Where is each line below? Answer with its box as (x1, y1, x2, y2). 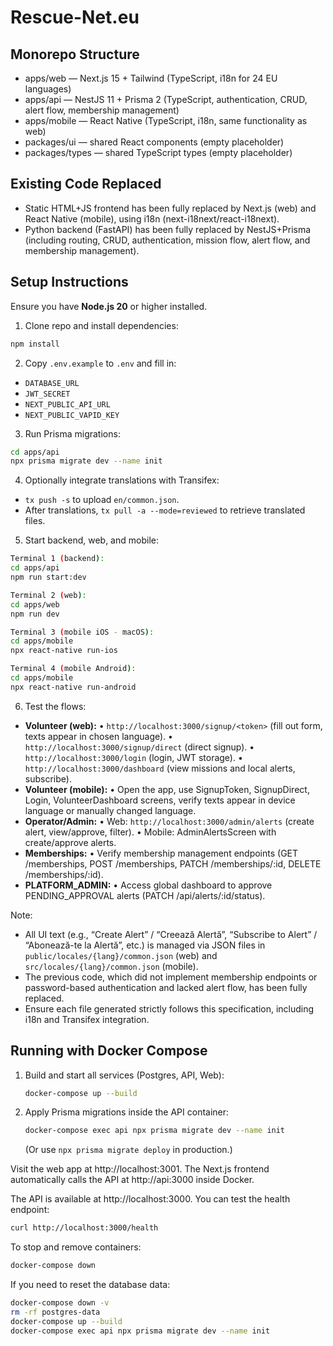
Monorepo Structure (10, 46, 140, 63)
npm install (10, 339, 60, 349)
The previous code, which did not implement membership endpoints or (24, 971, 318, 983)
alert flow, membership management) (24, 104, 180, 116)
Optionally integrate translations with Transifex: (24, 474, 220, 486)
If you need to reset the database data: (10, 1279, 171, 1291)
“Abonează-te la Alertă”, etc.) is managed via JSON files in (24, 939, 266, 951)
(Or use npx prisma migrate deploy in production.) (24, 1144, 233, 1156)
